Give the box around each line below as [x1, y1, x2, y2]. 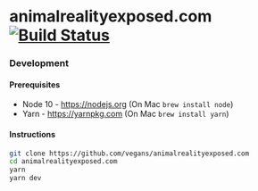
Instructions [9, 129, 56, 139]
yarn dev [9, 174, 42, 183]
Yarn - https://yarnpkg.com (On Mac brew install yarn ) [21, 109, 229, 120]
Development [9, 57, 70, 70]
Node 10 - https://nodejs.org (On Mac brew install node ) [21, 99, 234, 110]
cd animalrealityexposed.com [9, 157, 118, 166]
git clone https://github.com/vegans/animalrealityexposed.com [9, 149, 250, 158]
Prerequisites [9, 79, 61, 90]
